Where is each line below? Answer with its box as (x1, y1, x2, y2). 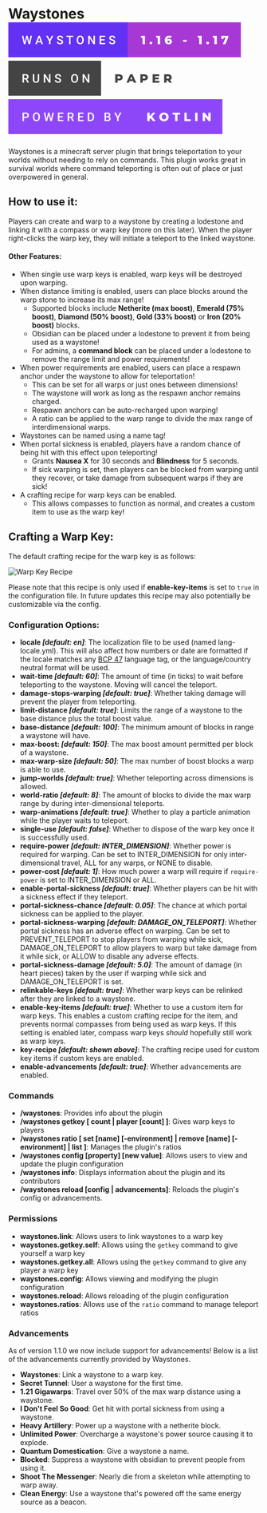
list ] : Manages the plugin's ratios (71, 1142, 182, 1152)
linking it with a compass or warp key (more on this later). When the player (8, 224, 253, 234)
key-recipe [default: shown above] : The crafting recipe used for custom (19, 1045, 260, 1054)
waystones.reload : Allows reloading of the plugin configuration (19, 1291, 229, 1301)
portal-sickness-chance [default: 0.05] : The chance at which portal (19, 900, 247, 911)
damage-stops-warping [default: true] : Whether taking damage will (19, 689, 246, 698)
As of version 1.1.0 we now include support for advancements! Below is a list (8, 1345, 258, 1355)
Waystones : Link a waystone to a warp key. (19, 1369, 164, 1379)
